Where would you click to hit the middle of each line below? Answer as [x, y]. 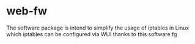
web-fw [27, 11]
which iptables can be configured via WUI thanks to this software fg [92, 34]
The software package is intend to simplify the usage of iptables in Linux [98, 28]
